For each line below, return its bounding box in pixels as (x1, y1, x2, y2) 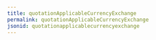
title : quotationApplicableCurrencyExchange (7, 9, 137, 17)
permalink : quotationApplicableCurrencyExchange (7, 16, 149, 23)
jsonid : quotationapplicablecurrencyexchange (7, 22, 140, 29)
